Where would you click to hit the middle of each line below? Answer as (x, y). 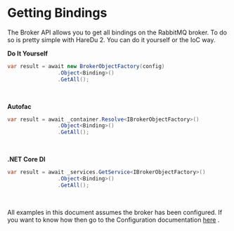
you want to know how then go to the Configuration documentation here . (113, 220)
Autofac (19, 106)
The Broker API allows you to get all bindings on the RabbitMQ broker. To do (117, 32)
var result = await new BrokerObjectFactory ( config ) (86, 66)
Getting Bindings (57, 13)
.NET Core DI (26, 159)
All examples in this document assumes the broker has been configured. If (115, 212)
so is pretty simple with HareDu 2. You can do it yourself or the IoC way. (111, 39)
